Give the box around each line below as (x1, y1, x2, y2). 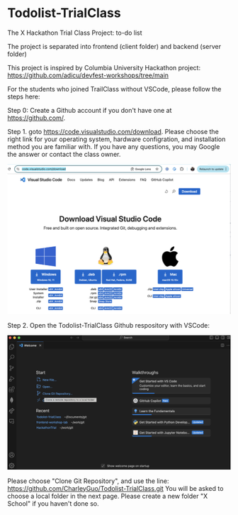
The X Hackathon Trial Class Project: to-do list (7, 28, 143, 37)
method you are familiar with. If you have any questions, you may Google (7, 142, 220, 150)
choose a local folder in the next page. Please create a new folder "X (7, 492, 208, 500)
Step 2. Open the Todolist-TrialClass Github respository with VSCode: (7, 321, 210, 330)
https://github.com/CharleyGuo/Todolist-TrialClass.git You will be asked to (7, 484, 224, 492)
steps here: (7, 92, 40, 101)
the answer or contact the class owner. (7, 150, 121, 158)
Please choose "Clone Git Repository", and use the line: (7, 477, 169, 485)
